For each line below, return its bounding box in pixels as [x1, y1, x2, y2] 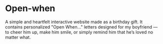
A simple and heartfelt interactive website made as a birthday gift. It [5, 19, 143, 25]
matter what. [5, 34, 31, 40]
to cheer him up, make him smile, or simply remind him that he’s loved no [5, 29, 153, 35]
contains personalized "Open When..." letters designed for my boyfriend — [5, 24, 158, 29]
